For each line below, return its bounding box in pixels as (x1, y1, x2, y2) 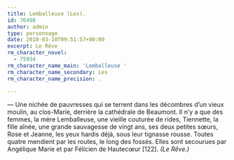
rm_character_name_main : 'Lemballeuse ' (7, 62, 128, 69)
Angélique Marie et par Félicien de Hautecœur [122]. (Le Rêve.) (7, 145, 190, 154)
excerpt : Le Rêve (7, 43, 58, 50)
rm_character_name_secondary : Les (7, 68, 109, 75)
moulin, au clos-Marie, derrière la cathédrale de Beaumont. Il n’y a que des (7, 108, 223, 116)
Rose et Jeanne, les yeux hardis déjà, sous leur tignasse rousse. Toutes (7, 130, 214, 138)
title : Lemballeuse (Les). (7, 10, 86, 17)
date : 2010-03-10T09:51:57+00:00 (7, 36, 105, 43)
